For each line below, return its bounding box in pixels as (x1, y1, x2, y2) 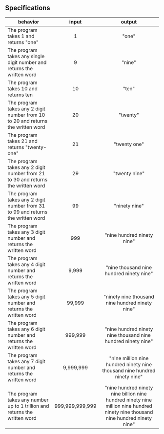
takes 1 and (7, 33, 35, 40)
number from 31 (7, 202, 45, 209)
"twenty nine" (113, 170, 145, 177)
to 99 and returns (7, 208, 48, 215)
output (121, 18, 137, 25)
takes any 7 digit (7, 358, 45, 365)
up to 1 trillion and (7, 402, 49, 409)
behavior (18, 18, 40, 25)
